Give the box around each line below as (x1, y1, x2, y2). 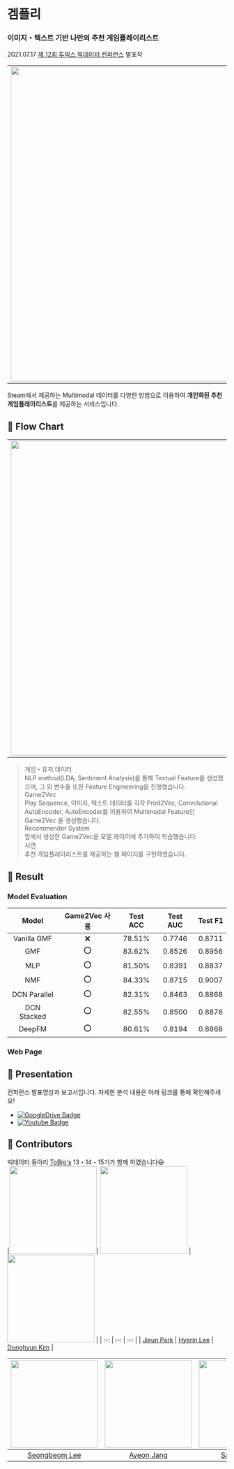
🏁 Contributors (7, 1138, 73, 1150)
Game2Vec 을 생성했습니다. (24, 816, 101, 825)
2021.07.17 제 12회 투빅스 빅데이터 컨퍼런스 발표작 (7, 50, 143, 59)
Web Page (7, 1047, 43, 1056)
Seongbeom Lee (27, 1450, 81, 1460)
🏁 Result (7, 870, 44, 882)
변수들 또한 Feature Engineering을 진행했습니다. (54, 782, 187, 791)
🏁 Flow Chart (7, 420, 64, 432)
